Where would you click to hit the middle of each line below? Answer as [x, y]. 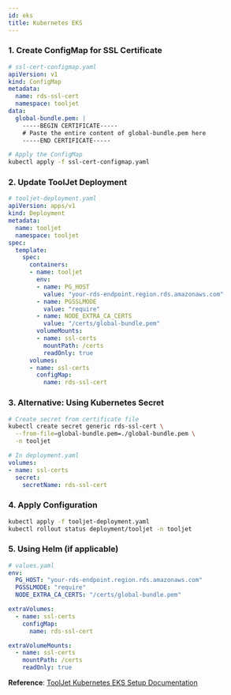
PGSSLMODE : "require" [51, 587]
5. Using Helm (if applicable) [63, 549]
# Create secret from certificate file [74, 419]
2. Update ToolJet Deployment [68, 183]
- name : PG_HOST [63, 287]
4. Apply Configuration [53, 505]
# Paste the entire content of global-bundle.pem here [114, 133]
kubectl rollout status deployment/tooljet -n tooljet [100, 529]
